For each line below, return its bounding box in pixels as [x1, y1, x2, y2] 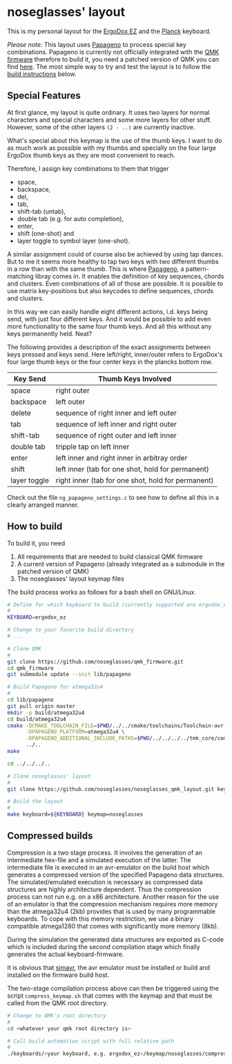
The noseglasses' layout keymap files [17, 575, 124, 583]
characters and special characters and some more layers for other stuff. [7, 115, 212, 124]
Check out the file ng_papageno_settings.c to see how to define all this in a [7, 493, 220, 501]
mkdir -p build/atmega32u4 [7, 709, 85, 716]
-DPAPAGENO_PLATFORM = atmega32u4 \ [25, 729, 126, 736]
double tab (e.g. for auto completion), [17, 214, 124, 223]
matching [7, 272, 35, 280]
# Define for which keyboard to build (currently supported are [7, 601, 196, 608]
